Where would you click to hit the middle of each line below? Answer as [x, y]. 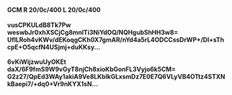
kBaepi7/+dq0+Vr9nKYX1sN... [53, 84]
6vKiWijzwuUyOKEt [37, 62]
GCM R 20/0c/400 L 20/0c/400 [54, 10]
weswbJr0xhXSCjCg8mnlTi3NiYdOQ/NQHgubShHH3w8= [93, 33]
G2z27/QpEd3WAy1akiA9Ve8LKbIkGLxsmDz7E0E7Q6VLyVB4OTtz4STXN [116, 77]
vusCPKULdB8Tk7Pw [39, 25]
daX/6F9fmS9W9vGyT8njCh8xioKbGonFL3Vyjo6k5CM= [91, 69]
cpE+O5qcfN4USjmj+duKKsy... [54, 47]
